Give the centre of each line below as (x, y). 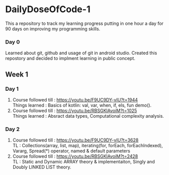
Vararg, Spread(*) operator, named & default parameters (71, 151)
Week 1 (17, 74)
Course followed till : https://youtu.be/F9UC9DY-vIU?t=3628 (75, 140)
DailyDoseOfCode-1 (48, 9)
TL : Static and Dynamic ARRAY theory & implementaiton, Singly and (84, 162)
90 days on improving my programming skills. (53, 28)
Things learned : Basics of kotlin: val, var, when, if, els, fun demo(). (82, 105)
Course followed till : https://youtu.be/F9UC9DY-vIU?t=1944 (75, 99)
